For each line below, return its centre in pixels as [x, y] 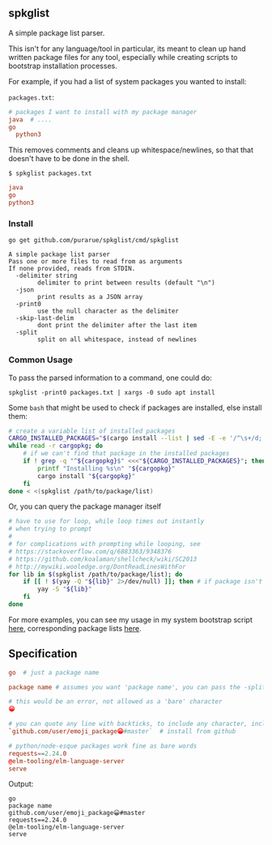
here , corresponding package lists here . [75, 628]
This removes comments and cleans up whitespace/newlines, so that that [131, 150]
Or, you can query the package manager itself [85, 506]
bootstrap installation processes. [63, 66]
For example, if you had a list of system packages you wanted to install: [127, 81]
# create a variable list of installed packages [92, 431]
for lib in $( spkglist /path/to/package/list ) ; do [96, 574]
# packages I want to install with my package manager [103, 112]
